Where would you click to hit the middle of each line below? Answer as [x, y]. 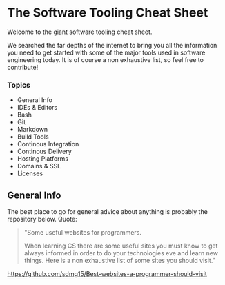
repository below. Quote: [42, 219]
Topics [19, 85]
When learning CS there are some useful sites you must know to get [121, 246]
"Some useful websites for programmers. [82, 233]
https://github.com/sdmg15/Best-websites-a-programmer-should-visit [107, 274]
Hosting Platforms [43, 159]
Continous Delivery [45, 151]
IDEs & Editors [37, 108]
